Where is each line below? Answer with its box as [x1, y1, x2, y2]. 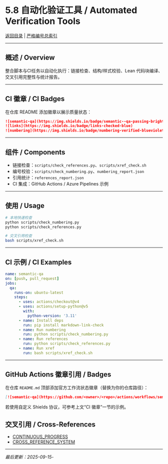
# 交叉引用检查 [5, 233, 32, 238]
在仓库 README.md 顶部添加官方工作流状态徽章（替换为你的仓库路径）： [5, 384, 148, 390]
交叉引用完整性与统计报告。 [5, 73, 62, 80]
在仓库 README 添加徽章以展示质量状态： [5, 108, 92, 115]
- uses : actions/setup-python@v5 [18, 304, 88, 309]
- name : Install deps [18, 318, 64, 323]
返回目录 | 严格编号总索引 [5, 32, 57, 38]
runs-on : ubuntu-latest [14, 290, 64, 295]
